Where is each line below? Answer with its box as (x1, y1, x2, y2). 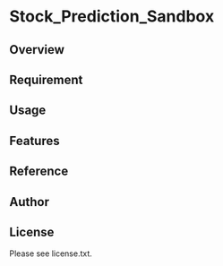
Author (9, 194, 49, 210)
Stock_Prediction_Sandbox (9, 6, 215, 27)
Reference (9, 164, 69, 179)
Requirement (9, 72, 83, 87)
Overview (9, 42, 65, 57)
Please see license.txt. (9, 248, 92, 259)
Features (9, 133, 60, 149)
